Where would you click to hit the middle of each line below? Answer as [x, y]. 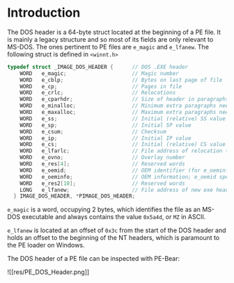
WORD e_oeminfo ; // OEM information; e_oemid [118, 177]
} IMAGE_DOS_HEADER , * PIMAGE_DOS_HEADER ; [75, 196]
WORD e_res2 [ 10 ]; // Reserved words [103, 183]
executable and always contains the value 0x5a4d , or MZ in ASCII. [114, 217]
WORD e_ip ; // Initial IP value [106, 138]
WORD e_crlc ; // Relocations [98, 93]
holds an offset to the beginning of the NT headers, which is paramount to [114, 238]
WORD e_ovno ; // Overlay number [103, 158]
